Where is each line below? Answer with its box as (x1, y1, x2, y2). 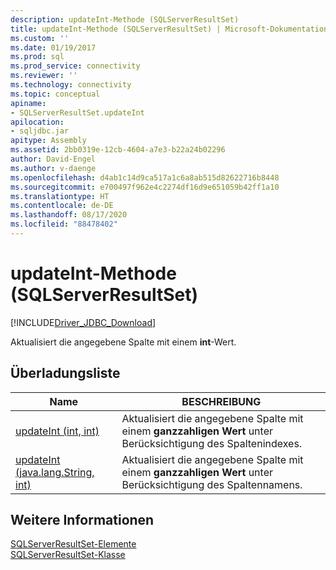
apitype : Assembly (10, 136, 87, 146)
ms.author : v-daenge (10, 163, 97, 173)
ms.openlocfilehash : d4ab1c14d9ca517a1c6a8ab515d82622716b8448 (10, 172, 280, 183)
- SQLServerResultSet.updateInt (10, 107, 145, 118)
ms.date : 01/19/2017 (10, 42, 97, 53)
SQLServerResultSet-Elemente (10, 538, 137, 550)
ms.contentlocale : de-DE (10, 201, 114, 211)
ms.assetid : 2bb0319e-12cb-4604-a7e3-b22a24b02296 (10, 145, 226, 155)
